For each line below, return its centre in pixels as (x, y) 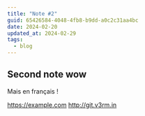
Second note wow (47, 74)
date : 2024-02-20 (32, 27)
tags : (15, 40)
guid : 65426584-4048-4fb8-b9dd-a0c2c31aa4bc (73, 20)
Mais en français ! (33, 91)
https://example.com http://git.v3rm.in (62, 105)
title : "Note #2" (32, 14)
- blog (23, 46)
